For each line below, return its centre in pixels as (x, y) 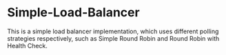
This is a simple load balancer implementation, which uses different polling (113, 31)
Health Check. (28, 45)
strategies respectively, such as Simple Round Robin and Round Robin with (113, 38)
